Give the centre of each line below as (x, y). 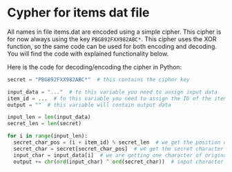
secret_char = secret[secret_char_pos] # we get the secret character (119, 149)
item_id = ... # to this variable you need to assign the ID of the (109, 98)
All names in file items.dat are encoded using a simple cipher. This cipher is (114, 32)
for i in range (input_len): (48, 136)
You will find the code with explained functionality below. (88, 54)
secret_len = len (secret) (44, 124)
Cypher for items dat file (78, 13)
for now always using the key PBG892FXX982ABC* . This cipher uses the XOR (112, 39)
